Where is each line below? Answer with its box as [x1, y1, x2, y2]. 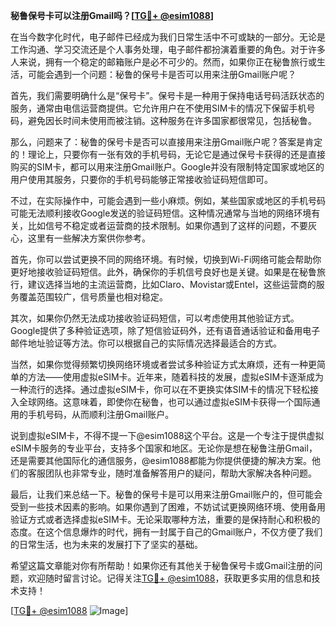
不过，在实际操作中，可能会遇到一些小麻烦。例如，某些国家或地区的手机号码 [10, 195, 326, 206]
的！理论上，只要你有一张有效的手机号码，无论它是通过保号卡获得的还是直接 [10, 149, 326, 160]
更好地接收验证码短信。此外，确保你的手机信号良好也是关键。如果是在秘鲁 [10, 266, 317, 278]
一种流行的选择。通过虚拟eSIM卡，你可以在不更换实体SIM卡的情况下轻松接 [10, 384, 319, 395]
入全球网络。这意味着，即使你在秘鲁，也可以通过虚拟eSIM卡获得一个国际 [10, 396, 312, 408]
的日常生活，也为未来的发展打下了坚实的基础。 [10, 539, 203, 550]
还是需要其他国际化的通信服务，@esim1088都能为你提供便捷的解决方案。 [10, 455, 313, 466]
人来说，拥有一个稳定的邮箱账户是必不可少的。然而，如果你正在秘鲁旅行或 [10, 56, 317, 68]
